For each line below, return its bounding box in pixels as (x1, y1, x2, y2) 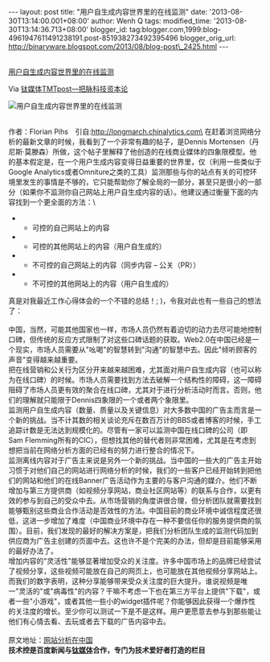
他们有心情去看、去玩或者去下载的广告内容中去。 (8, 617, 170, 626)
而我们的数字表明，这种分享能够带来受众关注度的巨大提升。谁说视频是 (8, 577, 241, 585)
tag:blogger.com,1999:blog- (129, 25, 221, 34)
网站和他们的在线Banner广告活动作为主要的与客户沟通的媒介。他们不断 (22, 476, 257, 485)
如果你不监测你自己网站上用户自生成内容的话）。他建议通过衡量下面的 (22, 188, 252, 197)
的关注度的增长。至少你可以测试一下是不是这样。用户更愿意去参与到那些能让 (8, 606, 262, 616)
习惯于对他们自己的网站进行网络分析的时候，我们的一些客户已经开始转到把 (8, 465, 255, 475)
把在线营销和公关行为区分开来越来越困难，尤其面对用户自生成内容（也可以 (8, 365, 255, 374)
